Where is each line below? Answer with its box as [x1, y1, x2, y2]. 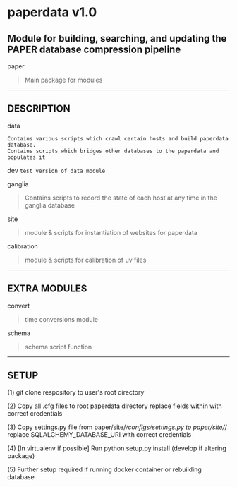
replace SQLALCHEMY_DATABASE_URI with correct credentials [7, 431, 192, 439]
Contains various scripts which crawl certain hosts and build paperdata [7, 135, 229, 142]
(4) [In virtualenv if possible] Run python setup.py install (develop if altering [7, 444, 227, 452]
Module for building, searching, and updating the [7, 32, 227, 44]
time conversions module [24, 315, 99, 323]
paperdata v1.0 [7, 4, 97, 20]
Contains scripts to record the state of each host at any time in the [24, 193, 217, 202]
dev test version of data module [7, 166, 106, 174]
